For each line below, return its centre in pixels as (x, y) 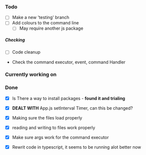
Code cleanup (26, 52)
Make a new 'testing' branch (41, 18)
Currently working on (31, 75)
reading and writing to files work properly (54, 127)
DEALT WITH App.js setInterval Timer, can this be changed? (72, 108)
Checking (15, 40)
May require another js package (51, 28)
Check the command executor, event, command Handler (69, 62)
